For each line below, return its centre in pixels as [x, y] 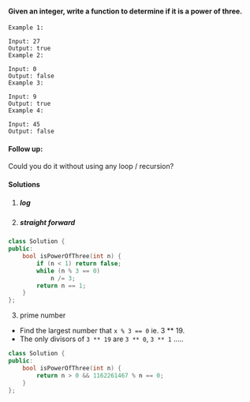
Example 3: [26, 83]
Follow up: [26, 148]
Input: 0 [22, 70]
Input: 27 [24, 42]
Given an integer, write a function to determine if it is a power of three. [125, 11]
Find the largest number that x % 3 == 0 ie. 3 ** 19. [102, 331]
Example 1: [26, 28]
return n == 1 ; [62, 286]
